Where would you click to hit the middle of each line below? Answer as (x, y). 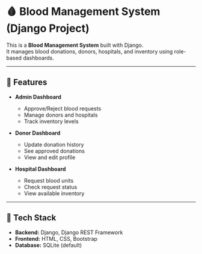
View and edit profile (50, 157)
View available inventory (54, 193)
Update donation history (54, 144)
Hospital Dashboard (40, 169)
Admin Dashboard (38, 97)
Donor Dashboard (38, 133)
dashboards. (38, 58)
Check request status (50, 187)
